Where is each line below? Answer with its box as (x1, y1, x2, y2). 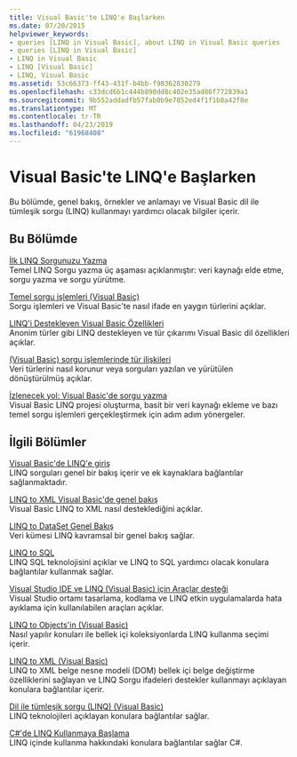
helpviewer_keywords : (9, 29, 90, 38)
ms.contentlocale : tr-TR (9, 112, 101, 121)
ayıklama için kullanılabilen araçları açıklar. (9, 602, 165, 613)
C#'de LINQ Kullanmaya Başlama (9, 728, 131, 738)
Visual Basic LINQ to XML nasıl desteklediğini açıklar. (9, 504, 203, 514)
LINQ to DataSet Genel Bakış (9, 521, 114, 531)
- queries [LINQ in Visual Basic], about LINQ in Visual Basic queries (9, 37, 280, 47)
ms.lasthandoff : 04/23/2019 (9, 121, 114, 130)
